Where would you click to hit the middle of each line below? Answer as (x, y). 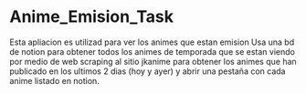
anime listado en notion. (55, 80)
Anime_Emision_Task (92, 17)
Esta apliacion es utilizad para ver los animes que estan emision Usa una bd (152, 42)
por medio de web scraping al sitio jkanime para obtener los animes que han (153, 61)
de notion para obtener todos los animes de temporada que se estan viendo (152, 51)
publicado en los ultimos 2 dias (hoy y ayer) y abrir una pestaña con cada (148, 71)
